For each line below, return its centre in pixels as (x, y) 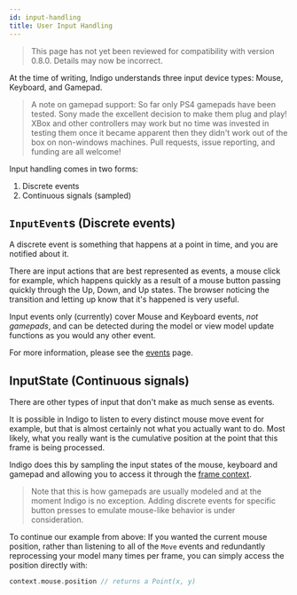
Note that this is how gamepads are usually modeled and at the (146, 492)
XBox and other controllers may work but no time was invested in (150, 123)
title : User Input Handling (61, 26)
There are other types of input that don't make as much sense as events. (142, 402)
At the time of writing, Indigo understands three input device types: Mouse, (146, 77)
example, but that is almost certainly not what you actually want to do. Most (147, 429)
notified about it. (39, 254)
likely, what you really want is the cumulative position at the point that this (144, 438)
